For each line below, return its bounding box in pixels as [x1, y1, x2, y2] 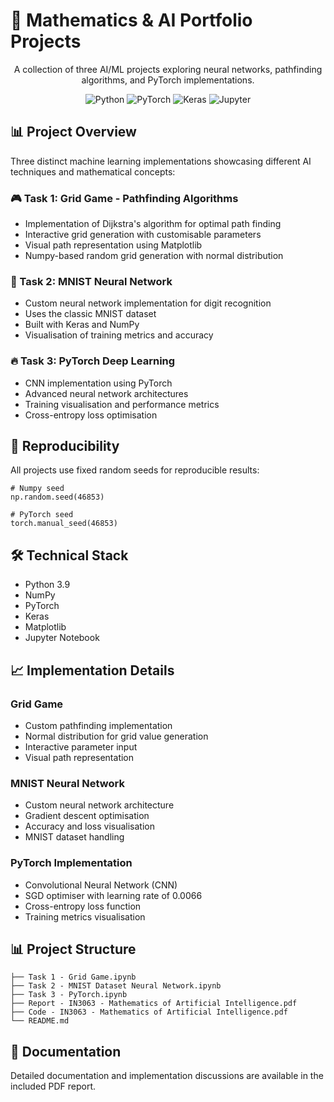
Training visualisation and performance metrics [24, 398, 220, 410]
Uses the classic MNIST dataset [24, 308, 157, 320]
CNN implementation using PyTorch [24, 377, 173, 389]
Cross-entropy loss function [24, 900, 142, 912]
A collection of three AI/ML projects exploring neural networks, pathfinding [13, 63, 323, 75]
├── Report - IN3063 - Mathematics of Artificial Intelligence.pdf [10, 999, 298, 1009]
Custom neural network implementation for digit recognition [24, 297, 272, 309]
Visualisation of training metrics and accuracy [24, 329, 214, 341]
